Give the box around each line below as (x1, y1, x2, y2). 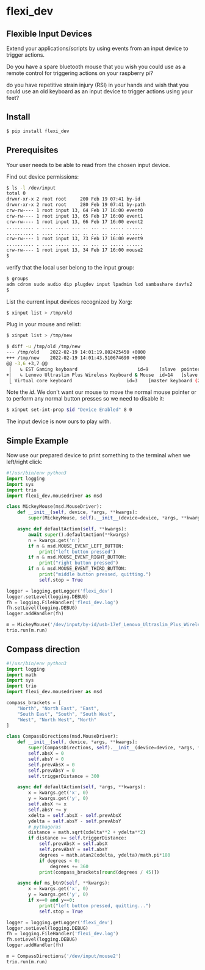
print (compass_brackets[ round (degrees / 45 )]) (38, 869, 160, 875)
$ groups (6, 276, 29, 282)
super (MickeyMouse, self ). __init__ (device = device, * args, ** (28, 515, 187, 521)
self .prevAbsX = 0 (28, 761, 75, 768)
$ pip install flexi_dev (6, 128, 70, 134)
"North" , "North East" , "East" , (17, 705, 99, 711)
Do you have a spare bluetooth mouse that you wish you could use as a (6, 63, 186, 70)
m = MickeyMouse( (6, 622, 51, 628)
